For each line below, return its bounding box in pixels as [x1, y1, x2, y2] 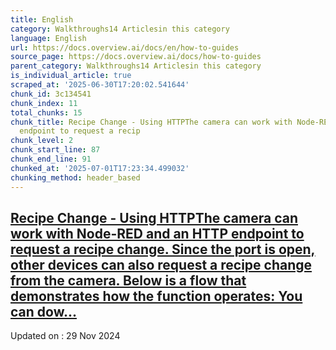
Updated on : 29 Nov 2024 [10, 330, 121, 342]
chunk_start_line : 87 [10, 145, 101, 155]
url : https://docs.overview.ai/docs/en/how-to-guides [10, 42, 240, 53]
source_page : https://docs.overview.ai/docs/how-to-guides [10, 52, 262, 62]
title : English [10, 14, 74, 25]
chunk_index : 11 [10, 98, 78, 108]
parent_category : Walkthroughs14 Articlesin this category [10, 61, 262, 71]
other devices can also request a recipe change [10, 256, 313, 273]
